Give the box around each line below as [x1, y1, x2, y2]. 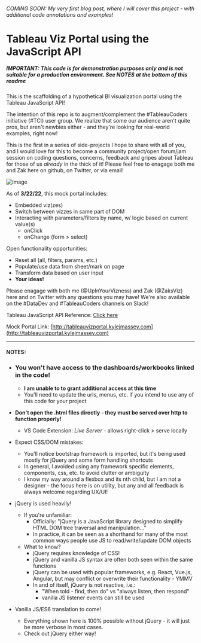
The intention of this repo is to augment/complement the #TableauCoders [6, 111, 188, 118]
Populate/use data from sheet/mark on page [14, 263, 124, 270]
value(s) [14, 220, 35, 227]
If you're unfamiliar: [23, 511, 72, 519]
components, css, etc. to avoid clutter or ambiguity [23, 469, 150, 476]
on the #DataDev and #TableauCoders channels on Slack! [6, 300, 149, 307]
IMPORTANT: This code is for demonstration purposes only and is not [6, 65, 184, 72]
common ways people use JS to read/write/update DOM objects [32, 537, 191, 544]
